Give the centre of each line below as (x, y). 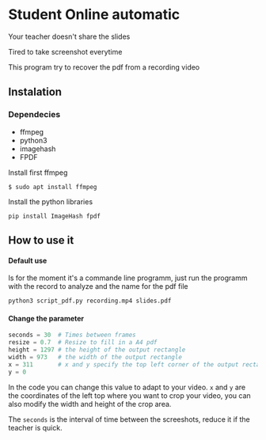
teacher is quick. (35, 427)
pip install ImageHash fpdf (55, 216)
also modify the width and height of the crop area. (90, 404)
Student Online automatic (94, 15)
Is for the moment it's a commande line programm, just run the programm (128, 278)
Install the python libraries (51, 201)
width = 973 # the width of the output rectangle (95, 358)
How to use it (41, 240)
